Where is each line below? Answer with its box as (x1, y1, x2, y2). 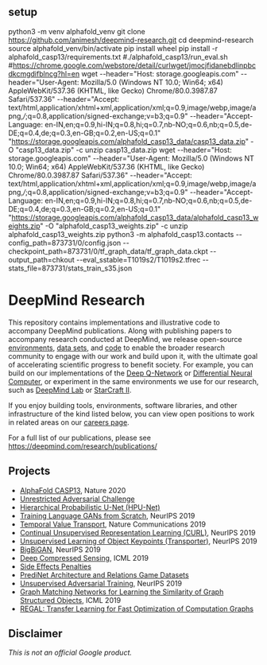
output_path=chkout (8, 255, 75, 264)
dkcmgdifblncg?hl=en (8, 68, 80, 78)
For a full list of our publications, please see (8, 433, 151, 442)
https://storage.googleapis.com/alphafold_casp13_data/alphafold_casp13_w (11, 212, 259, 222)
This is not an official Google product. (8, 647, 133, 658)
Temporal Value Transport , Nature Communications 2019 (19, 519, 207, 529)
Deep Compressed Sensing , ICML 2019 (19, 553, 149, 562)
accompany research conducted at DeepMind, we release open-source (8, 334, 242, 344)
